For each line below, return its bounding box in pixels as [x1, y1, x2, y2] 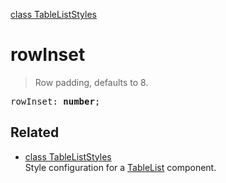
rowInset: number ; [10, 95, 101, 107]
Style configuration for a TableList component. [24, 161, 217, 173]
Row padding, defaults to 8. [34, 76, 149, 88]
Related [10, 124, 60, 141]
